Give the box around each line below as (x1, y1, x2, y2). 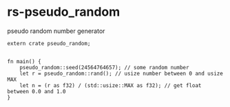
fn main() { (7, 58, 41, 65)
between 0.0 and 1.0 (7, 88, 67, 95)
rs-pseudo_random (7, 4, 121, 20)
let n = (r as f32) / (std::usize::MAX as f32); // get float (19, 82, 202, 89)
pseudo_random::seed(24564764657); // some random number (19, 64, 189, 71)
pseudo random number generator (7, 27, 105, 35)
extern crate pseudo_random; (7, 40, 91, 47)
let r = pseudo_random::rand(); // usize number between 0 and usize (19, 70, 224, 77)
